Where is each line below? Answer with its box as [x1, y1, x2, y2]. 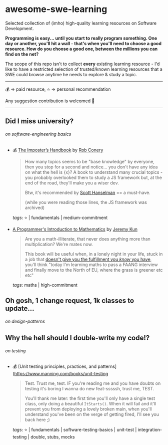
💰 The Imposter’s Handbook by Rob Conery [12, 147, 103, 153]
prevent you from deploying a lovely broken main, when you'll [24, 406, 152, 412]
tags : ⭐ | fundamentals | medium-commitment [12, 214, 108, 220]
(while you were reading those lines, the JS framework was [24, 199, 147, 205]
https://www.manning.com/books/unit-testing [14, 371, 108, 377]
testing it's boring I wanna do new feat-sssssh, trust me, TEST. [24, 386, 154, 392]
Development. [5, 25, 34, 31]
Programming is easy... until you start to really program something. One [5, 35, 157, 41]
